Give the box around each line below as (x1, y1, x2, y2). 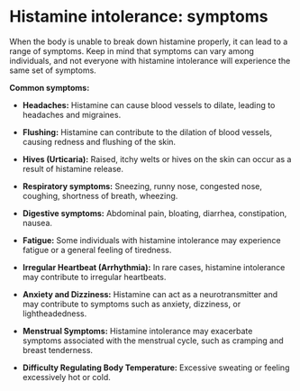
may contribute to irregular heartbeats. (22, 271, 167, 282)
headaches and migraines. (22, 109, 122, 120)
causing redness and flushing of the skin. (22, 136, 177, 147)
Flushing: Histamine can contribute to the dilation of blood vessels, (22, 126, 273, 137)
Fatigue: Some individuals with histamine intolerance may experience (22, 234, 281, 245)
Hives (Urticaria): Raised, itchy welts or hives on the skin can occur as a (22, 153, 292, 164)
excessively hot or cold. (22, 371, 111, 382)
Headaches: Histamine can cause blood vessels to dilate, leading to (22, 99, 276, 110)
